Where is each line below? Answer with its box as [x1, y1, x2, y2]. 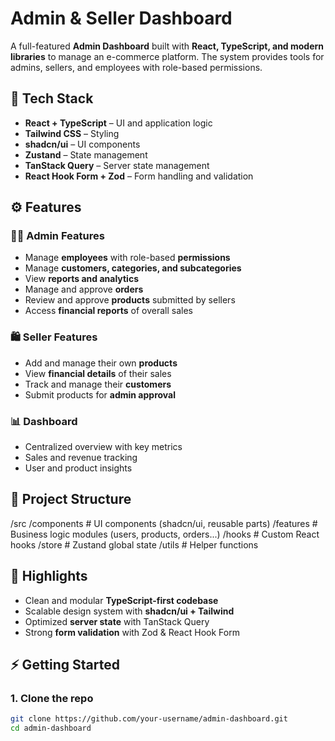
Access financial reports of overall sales [24, 305, 193, 317]
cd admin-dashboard [10, 723, 92, 734]
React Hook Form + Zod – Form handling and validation [24, 170, 254, 182]
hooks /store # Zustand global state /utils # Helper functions [10, 538, 259, 551]
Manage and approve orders [24, 283, 144, 296]
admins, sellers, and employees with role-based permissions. [10, 61, 263, 73]
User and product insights [24, 462, 133, 474]
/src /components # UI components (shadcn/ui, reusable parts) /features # [10, 517, 318, 529]
